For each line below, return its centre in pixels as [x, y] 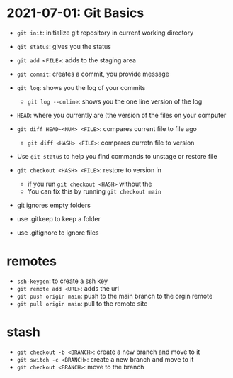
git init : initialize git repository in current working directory [105, 33]
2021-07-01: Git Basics [75, 13]
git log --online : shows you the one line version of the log [115, 101]
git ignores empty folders [54, 205]
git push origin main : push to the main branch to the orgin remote [115, 296]
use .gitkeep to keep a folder [58, 218]
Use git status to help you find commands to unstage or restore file [117, 156]
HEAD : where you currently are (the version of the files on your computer [121, 115]
